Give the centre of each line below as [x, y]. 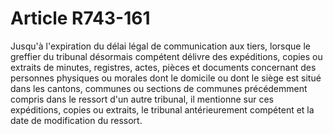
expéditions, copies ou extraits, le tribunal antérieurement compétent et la [162, 109]
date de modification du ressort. [76, 120]
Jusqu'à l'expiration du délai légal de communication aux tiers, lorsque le [161, 46]
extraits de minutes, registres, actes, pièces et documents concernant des [163, 67]
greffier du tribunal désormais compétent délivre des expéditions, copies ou [166, 56]
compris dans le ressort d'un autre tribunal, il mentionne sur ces [142, 99]
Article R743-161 [80, 18]
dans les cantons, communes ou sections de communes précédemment [159, 88]
